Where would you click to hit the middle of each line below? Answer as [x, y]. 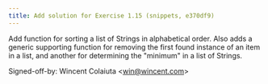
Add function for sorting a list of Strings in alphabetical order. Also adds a [130, 38]
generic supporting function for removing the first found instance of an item [134, 47]
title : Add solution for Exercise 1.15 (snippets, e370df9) [112, 16]
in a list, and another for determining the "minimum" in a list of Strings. [126, 55]
